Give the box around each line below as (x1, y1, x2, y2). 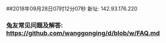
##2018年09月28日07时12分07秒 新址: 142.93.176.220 (6, 5, 138, 12)
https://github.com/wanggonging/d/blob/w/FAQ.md (6, 29, 160, 37)
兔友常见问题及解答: (6, 21, 63, 29)
